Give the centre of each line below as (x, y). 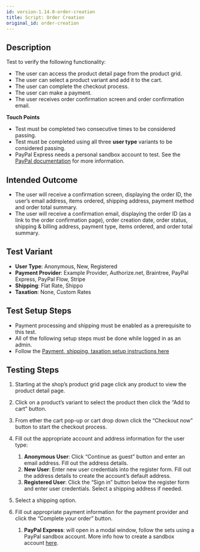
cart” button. (31, 409)
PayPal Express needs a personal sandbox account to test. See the (98, 155)
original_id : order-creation (43, 23)
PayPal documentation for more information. (70, 161)
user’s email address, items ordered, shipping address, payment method (104, 201)
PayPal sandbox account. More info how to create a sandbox (99, 536)
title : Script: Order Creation (45, 17)
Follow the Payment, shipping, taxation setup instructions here (92, 351)
